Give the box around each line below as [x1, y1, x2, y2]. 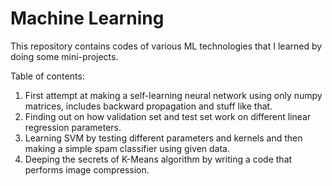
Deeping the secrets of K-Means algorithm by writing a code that [24, 153, 293, 165]
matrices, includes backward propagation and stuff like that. [24, 100, 273, 112]
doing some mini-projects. [10, 50, 119, 62]
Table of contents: [10, 70, 85, 82]
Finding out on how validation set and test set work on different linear [24, 110, 312, 122]
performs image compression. [24, 163, 150, 176]
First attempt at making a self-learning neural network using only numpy [24, 89, 323, 101]
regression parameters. [24, 121, 122, 133]
